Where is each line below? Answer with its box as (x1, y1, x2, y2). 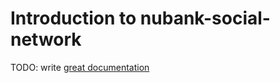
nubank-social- (139, 7, 271, 30)
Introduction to (10, 7, 137, 30)
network (10, 28, 82, 51)
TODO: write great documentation (10, 61, 150, 73)
